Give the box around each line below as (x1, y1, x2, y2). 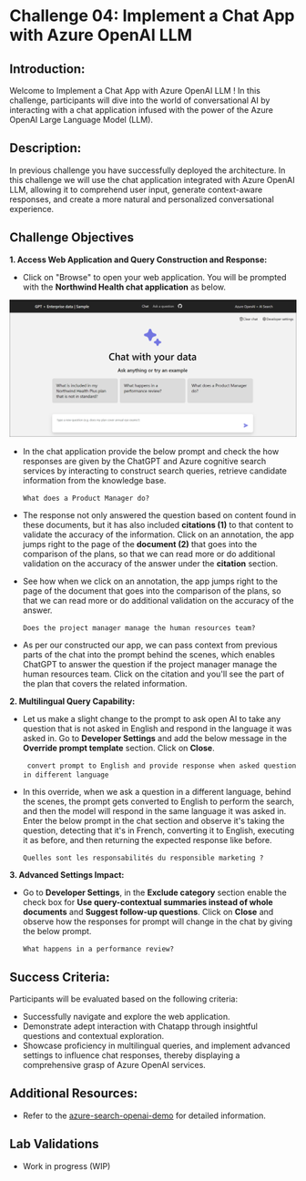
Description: (9, 140, 82, 156)
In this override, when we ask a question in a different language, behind (22, 787, 291, 798)
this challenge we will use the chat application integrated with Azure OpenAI (9, 174, 295, 185)
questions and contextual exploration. (22, 1031, 165, 1042)
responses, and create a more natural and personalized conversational (9, 193, 275, 205)
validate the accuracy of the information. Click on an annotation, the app (22, 529, 294, 540)
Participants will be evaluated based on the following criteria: (9, 993, 239, 1004)
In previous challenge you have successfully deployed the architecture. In (9, 165, 286, 176)
